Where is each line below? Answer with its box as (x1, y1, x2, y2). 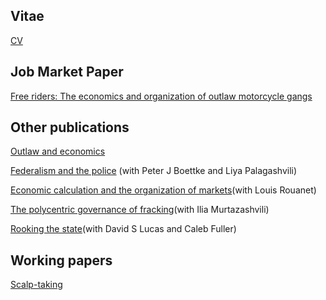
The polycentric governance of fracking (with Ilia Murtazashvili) (10, 204, 270, 216)
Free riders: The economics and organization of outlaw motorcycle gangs (10, 90, 313, 102)
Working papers (10, 252, 113, 269)
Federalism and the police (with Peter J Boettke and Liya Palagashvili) (10, 165, 298, 177)
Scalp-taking (10, 279, 63, 291)
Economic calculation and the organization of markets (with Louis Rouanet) (10, 184, 317, 196)
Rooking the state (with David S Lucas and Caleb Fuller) (10, 223, 237, 235)
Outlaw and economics (10, 145, 106, 158)
